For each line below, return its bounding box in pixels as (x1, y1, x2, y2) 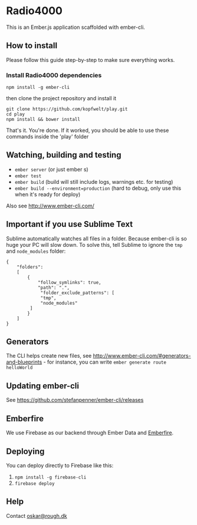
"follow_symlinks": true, (37, 279, 101, 285)
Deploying (6, 446, 45, 456)
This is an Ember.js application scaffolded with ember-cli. (6, 24, 146, 31)
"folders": (17, 264, 44, 270)
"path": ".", (37, 285, 70, 290)
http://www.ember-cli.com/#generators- (93, 352, 191, 359)
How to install (6, 41, 58, 51)
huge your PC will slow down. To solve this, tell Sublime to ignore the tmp (6, 241, 183, 248)
